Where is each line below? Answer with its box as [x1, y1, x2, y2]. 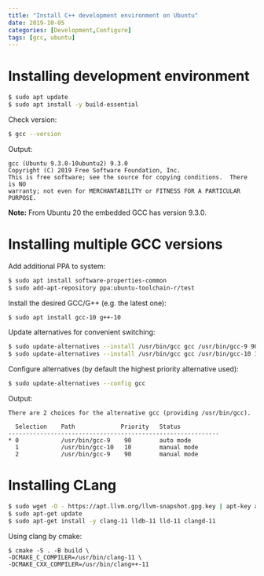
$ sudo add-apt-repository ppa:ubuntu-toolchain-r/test [8, 284, 195, 292]
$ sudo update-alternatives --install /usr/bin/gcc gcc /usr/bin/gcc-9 [8, 343, 247, 351]
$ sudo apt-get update [8, 509, 82, 518]
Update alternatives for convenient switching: [8, 327, 156, 337]
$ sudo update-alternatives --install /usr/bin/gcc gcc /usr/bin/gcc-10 [8, 350, 251, 358]
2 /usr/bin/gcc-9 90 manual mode [15, 450, 199, 458]
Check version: [8, 115, 57, 124]
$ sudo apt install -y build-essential [8, 101, 139, 109]
